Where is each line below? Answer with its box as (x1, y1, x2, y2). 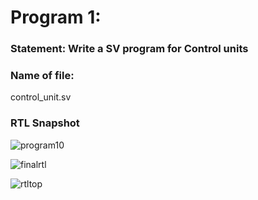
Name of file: (10, 69, 75, 83)
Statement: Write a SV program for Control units (10, 42, 249, 56)
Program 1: (10, 6, 102, 29)
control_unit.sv (10, 91, 72, 103)
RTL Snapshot (10, 116, 80, 130)
